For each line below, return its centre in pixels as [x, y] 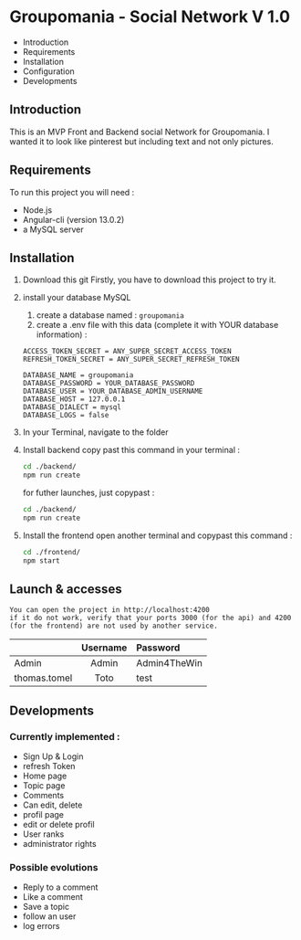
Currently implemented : [65, 736]
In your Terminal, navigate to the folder [95, 432]
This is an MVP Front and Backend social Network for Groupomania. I [140, 132]
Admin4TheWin [170, 663]
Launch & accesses [66, 590]
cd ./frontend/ [52, 552]
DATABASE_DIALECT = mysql [72, 407]
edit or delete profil [58, 825]
